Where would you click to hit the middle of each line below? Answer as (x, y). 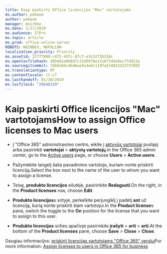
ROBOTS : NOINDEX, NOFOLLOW (33, 47)
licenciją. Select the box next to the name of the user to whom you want (86, 170)
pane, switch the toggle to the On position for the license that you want (86, 210)
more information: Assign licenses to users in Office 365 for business (77, 246)
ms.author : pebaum (24, 15)
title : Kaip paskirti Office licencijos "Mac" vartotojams (68, 10)
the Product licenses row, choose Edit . (53, 190)
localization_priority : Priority (40, 52)
